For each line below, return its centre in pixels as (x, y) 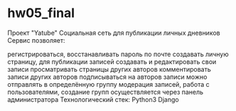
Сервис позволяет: (36, 40)
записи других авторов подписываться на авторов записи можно (107, 77)
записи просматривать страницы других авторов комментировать (109, 69)
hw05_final (41, 13)
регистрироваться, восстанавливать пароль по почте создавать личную (118, 54)
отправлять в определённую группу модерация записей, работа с (108, 84)
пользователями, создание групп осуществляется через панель (106, 92)
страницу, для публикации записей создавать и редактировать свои (112, 61)
